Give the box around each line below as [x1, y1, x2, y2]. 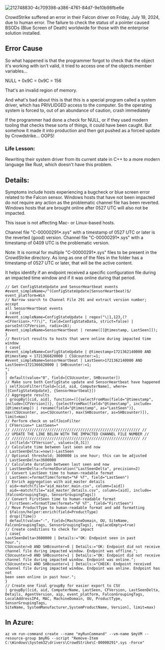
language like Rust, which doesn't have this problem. [5, 161, 113, 168]
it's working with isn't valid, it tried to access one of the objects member [5, 62, 152, 69]
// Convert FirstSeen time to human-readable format [5, 497, 116, 501]
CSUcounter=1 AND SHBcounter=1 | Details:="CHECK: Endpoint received [5, 561, 152, 566]
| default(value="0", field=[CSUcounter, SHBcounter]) [5, 375, 121, 380]
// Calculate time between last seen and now [5, 445, 100, 450]
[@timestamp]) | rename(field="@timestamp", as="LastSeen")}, [5, 405, 136, 410]
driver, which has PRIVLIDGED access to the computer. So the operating [5, 102, 152, 108]
